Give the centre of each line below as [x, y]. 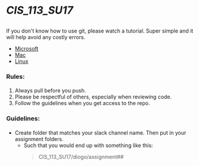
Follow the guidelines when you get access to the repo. [82, 103]
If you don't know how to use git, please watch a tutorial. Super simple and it [100, 31]
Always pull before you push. [50, 91]
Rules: [15, 76]
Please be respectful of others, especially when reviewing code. [93, 97]
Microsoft [26, 49]
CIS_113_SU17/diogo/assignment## [81, 157]
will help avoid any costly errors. [46, 37]
